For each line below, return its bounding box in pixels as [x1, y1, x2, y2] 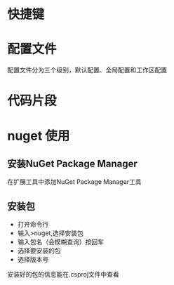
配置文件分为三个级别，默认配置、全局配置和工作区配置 [7, 66, 167, 74]
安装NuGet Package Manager [7, 157, 138, 169]
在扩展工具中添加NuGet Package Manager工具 [7, 178, 142, 186]
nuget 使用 [7, 128, 70, 144]
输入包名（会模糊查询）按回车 [17, 238, 104, 246]
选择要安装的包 [17, 246, 61, 255]
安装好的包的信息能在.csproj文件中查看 [7, 270, 119, 279]
